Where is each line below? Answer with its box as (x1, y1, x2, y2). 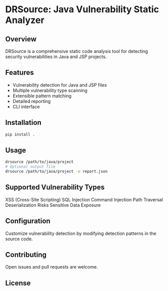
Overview (5, 35, 37, 43)
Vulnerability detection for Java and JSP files (12, 82, 107, 88)
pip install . (5, 131, 36, 137)
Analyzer (5, 14, 45, 26)
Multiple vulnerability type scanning (12, 87, 88, 93)
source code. (5, 235, 33, 242)
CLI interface (12, 103, 40, 110)
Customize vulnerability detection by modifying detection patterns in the (5, 230, 156, 236)
